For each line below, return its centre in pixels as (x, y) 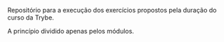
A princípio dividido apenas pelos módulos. (71, 31)
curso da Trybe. (31, 17)
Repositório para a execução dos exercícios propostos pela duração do (112, 10)
